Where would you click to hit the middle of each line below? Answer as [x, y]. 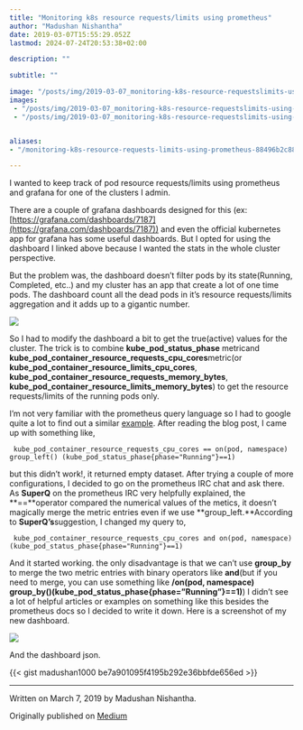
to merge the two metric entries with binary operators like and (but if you [143, 573]
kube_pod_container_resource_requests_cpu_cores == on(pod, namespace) [151, 449]
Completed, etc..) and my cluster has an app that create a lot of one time [144, 285]
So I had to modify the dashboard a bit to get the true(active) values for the [148, 338]
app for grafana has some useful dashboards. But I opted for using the [140, 239]
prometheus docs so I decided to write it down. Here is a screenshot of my [148, 611]
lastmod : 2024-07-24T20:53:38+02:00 [78, 43]
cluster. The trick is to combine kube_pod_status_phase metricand [134, 348]
